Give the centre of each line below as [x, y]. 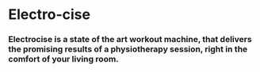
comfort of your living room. [63, 59]
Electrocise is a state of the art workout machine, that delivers [130, 40]
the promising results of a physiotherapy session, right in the [128, 49]
